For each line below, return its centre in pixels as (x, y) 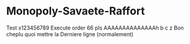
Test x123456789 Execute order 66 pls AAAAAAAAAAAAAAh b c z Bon (95, 28)
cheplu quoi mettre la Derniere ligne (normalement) (70, 34)
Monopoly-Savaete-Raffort (76, 11)
